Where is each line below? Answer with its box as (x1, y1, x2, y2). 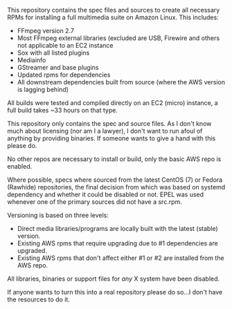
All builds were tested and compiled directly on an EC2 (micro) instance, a (7, 99, 218, 106)
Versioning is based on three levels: (7, 211, 109, 219)
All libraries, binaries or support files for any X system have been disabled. (7, 274, 220, 283)
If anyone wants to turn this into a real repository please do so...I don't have (7, 288, 223, 296)
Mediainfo (17, 56, 46, 64)
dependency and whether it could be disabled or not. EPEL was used (7, 190, 204, 198)
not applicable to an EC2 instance (17, 41, 114, 49)
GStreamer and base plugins (17, 64, 99, 71)
